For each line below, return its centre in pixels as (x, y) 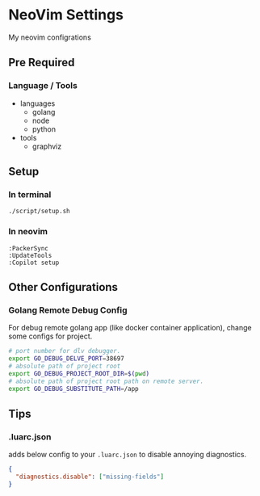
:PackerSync (28, 248)
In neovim (28, 232)
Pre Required (42, 63)
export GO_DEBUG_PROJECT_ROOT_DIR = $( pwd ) (79, 373)
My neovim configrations (50, 37)
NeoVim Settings (66, 15)
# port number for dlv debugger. (65, 351)
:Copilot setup (34, 263)
